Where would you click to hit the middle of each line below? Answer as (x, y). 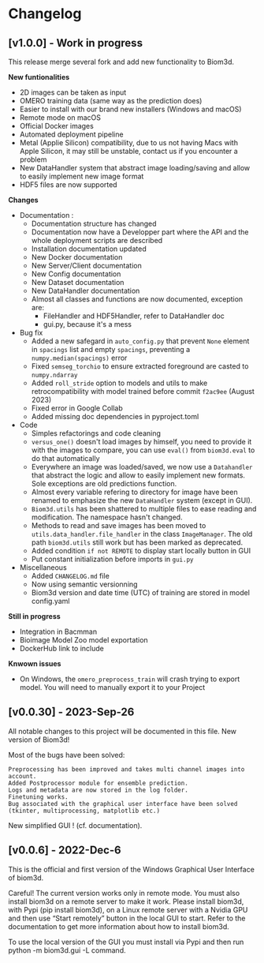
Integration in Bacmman (58, 631)
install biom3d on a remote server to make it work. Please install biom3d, (126, 901)
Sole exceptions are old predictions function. (104, 483)
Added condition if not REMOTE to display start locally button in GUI (141, 551)
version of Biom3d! (39, 740)
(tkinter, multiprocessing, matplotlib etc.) (84, 811)
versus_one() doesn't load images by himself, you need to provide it (141, 442)
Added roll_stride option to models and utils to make (119, 383)
